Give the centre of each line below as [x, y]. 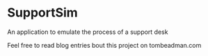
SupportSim [42, 13]
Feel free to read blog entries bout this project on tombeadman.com [104, 45]
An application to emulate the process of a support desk [88, 32]
